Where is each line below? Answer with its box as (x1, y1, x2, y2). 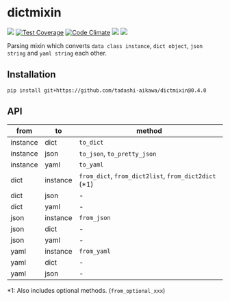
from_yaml (79, 247, 111, 255)
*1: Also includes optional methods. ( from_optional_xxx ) (7, 286, 166, 294)
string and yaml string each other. (7, 49, 107, 57)
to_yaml (79, 160, 104, 169)
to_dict (79, 139, 104, 146)
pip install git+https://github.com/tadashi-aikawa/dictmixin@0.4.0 (7, 87, 207, 94)
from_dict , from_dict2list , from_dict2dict (79, 171, 217, 180)
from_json (79, 214, 111, 221)
